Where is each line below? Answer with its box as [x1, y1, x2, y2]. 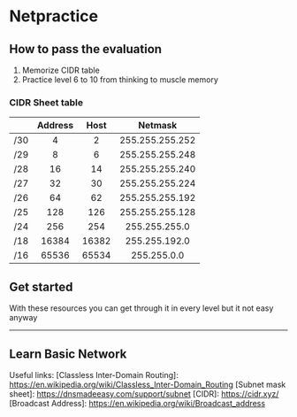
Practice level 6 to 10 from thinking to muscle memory [21, 74, 219, 85]
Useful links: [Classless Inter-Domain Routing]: [9, 369, 179, 380]
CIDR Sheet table [9, 96, 84, 108]
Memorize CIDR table [21, 65, 100, 75]
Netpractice [9, 6, 99, 27]
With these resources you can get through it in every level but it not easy [9, 303, 274, 313]
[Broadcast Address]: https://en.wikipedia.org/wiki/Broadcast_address [9, 398, 266, 408]
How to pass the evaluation [9, 42, 162, 57]
